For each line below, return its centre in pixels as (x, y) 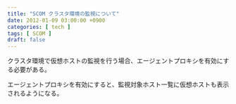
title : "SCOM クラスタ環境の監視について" (63, 14)
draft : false (26, 40)
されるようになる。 (35, 93)
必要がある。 (32, 70)
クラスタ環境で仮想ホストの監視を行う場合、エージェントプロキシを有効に (115, 61)
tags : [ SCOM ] (30, 33)
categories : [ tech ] (39, 27)
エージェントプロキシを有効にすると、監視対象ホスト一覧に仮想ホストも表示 (118, 84)
